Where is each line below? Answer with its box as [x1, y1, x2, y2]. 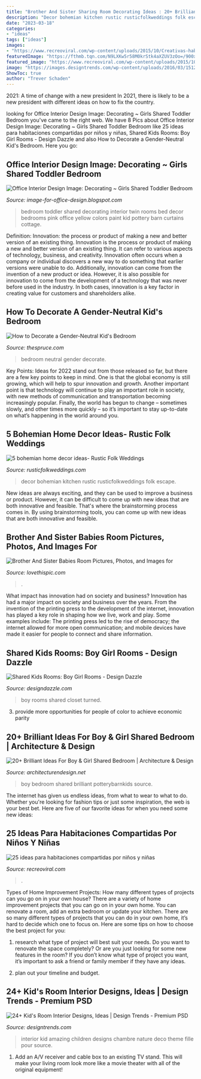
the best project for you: [6, 927, 66, 934]
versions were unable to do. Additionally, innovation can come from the [6, 264, 182, 271]
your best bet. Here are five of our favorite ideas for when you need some [6, 805, 188, 811]
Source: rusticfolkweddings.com [6, 466, 86, 473]
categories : [6, 25, 36, 32]
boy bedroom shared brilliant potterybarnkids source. [20, 780, 153, 788]
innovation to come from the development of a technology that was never [6, 276, 187, 284]
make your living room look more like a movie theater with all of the [14, 1059, 181, 1066]
